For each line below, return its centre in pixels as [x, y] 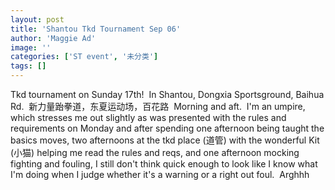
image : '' [31, 47]
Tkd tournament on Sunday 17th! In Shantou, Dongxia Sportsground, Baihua [167, 94]
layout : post [37, 19]
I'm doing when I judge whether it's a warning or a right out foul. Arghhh [160, 174]
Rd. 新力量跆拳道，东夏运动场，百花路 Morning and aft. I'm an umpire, [158, 106]
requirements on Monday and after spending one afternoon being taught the [167, 128]
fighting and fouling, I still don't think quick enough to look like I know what [164, 164]
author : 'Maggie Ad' [53, 38]
